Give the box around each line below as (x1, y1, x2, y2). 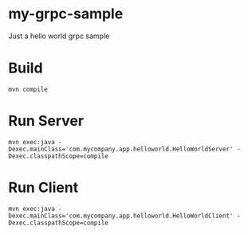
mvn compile (8, 85, 48, 93)
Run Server (8, 112, 85, 130)
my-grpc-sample (8, 5, 124, 23)
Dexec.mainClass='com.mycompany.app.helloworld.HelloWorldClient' (8, 212, 234, 220)
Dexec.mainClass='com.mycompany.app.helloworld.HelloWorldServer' (8, 145, 234, 153)
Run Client (8, 178, 79, 196)
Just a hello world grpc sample (8, 31, 110, 41)
